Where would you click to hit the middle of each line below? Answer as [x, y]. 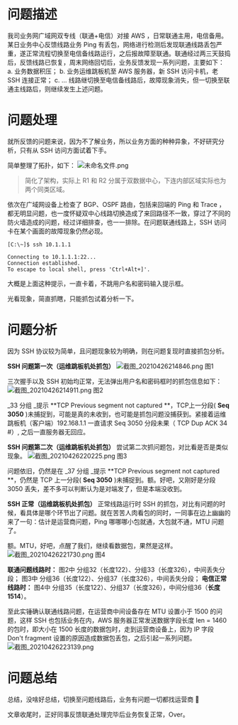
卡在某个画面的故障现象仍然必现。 [57, 231]
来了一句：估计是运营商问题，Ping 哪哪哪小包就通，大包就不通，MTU [109, 521]
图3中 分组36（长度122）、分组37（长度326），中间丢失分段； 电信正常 [124, 578]
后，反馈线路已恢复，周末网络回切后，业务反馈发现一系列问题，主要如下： [116, 62]
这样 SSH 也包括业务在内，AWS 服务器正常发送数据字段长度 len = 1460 [123, 620]
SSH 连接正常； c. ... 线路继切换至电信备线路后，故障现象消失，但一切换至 [116, 80]
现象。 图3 [67, 456]
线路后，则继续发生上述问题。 [63, 89]
